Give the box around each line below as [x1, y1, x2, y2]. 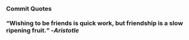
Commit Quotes [6, 5, 52, 13]
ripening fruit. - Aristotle [6, 26, 79, 34]
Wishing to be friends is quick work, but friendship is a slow [9, 19, 183, 27]
